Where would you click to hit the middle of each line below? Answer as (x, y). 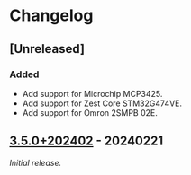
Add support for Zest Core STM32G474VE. (102, 103)
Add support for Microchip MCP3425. (92, 93)
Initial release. (35, 162)
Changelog (51, 16)
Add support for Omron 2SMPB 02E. (90, 112)
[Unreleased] (47, 49)
